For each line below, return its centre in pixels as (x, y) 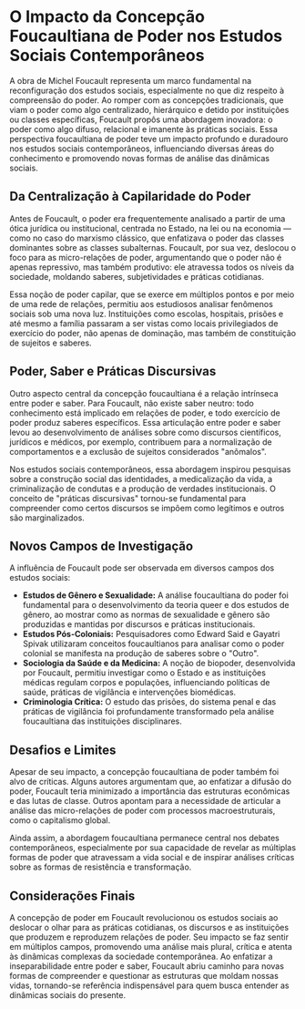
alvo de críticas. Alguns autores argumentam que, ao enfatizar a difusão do (151, 782)
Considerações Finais (72, 896)
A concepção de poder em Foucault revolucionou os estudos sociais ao (144, 917)
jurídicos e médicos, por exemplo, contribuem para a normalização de (141, 442)
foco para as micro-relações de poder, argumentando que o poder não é (146, 257)
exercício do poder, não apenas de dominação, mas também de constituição (153, 333)
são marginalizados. (47, 518)
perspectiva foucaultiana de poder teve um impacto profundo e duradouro (149, 139)
